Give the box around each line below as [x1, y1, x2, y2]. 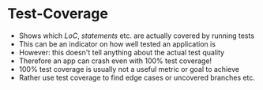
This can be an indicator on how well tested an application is [18, 39, 216, 48]
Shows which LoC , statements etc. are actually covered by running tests [18, 31, 254, 40]
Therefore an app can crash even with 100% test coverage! [18, 56, 212, 66]
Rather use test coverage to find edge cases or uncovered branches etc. [18, 73, 256, 82]
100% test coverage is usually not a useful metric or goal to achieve [18, 64, 240, 73]
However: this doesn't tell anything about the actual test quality [18, 47, 225, 57]
